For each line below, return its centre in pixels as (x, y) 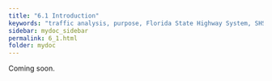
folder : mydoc (32, 46)
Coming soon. (32, 68)
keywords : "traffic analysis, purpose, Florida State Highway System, (130, 23)
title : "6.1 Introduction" (54, 16)
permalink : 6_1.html (43, 38)
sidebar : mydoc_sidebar (49, 30)
